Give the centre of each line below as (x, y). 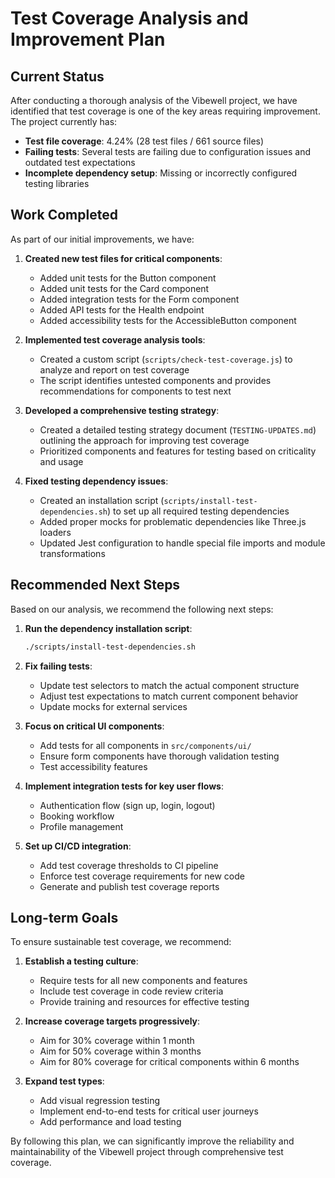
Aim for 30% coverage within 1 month (117, 1041)
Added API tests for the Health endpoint (122, 309)
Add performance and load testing (110, 1122)
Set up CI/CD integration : (78, 846)
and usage (61, 461)
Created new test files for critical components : (123, 258)
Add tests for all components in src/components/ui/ (145, 745)
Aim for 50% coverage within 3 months (120, 1051)
